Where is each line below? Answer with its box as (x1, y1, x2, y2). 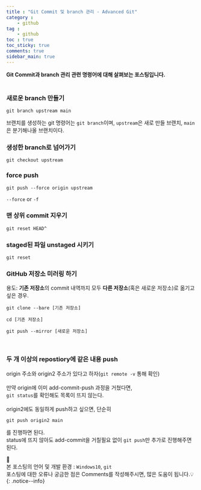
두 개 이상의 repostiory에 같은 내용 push (6, 355, 119, 364)
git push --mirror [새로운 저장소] (6, 329, 88, 335)
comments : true (6, 48, 45, 54)
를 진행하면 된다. (6, 429, 45, 436)
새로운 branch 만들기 (6, 94, 65, 102)
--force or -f (6, 195, 39, 202)
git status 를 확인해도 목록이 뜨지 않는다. (6, 391, 104, 399)
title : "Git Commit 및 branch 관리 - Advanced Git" (6, 8, 137, 15)
